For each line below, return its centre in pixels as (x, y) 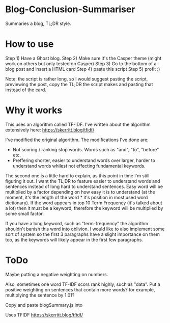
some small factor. (25, 213)
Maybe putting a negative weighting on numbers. (57, 274)
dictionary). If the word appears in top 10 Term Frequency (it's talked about (84, 203)
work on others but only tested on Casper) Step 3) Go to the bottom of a (81, 63)
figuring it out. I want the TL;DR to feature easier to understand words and (83, 181)
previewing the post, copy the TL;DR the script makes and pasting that (79, 84)
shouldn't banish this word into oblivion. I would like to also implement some (85, 229)
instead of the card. (26, 90)
